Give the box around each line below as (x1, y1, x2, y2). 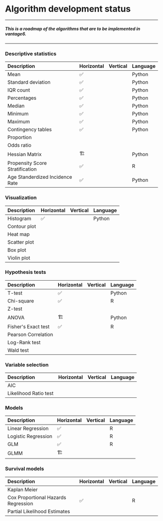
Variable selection (5, 361, 49, 368)
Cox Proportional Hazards (7, 494, 66, 501)
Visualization (5, 194, 37, 201)
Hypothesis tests (5, 269, 46, 276)
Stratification (7, 166, 37, 173)
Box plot (7, 246, 27, 253)
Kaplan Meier (7, 486, 38, 493)
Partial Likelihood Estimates (7, 508, 70, 515)
